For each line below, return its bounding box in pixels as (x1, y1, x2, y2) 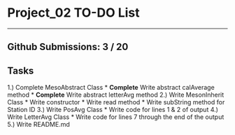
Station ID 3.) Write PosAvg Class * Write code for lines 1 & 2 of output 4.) (7, 106, 219, 114)
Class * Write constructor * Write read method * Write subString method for (7, 98, 225, 106)
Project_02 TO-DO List (7, 5, 140, 21)
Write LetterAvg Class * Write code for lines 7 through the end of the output (7, 113, 225, 121)
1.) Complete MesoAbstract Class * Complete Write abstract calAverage (7, 84, 215, 92)
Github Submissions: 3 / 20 (7, 41, 129, 53)
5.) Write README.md (7, 120, 70, 129)
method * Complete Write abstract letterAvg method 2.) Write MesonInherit (7, 90, 225, 99)
